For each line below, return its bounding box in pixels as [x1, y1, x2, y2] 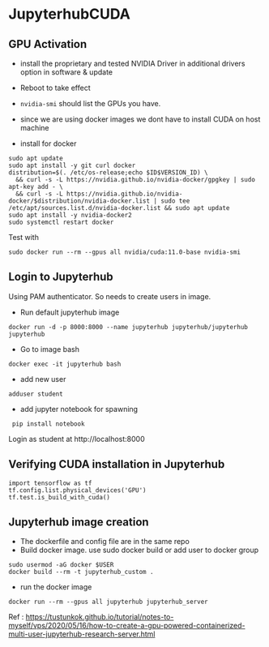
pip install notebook [11, 419, 85, 428]
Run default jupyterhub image [19, 307, 120, 317]
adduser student [8, 390, 63, 398]
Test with [8, 233, 39, 242]
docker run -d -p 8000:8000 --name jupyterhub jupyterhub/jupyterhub [8, 323, 249, 331]
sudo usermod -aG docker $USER [8, 561, 114, 569]
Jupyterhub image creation [8, 516, 149, 529]
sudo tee [160, 197, 190, 205]
